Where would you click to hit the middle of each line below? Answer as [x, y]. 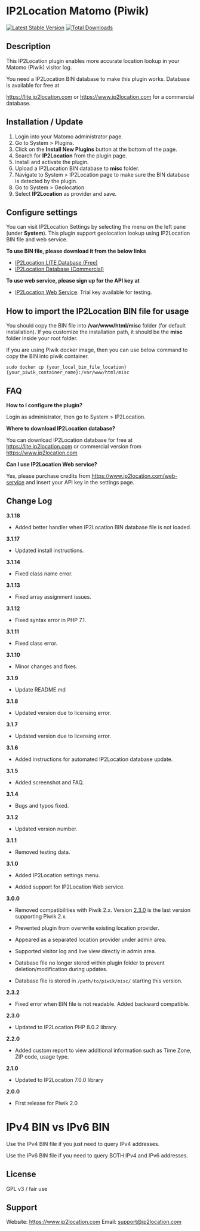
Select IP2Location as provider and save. [66, 193]
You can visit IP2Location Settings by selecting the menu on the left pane [96, 227]
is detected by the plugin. [46, 181]
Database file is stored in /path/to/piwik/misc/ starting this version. [99, 981]
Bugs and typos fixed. [42, 805]
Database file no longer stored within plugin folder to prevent [90, 963]
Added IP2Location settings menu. [57, 875]
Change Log [29, 501]
